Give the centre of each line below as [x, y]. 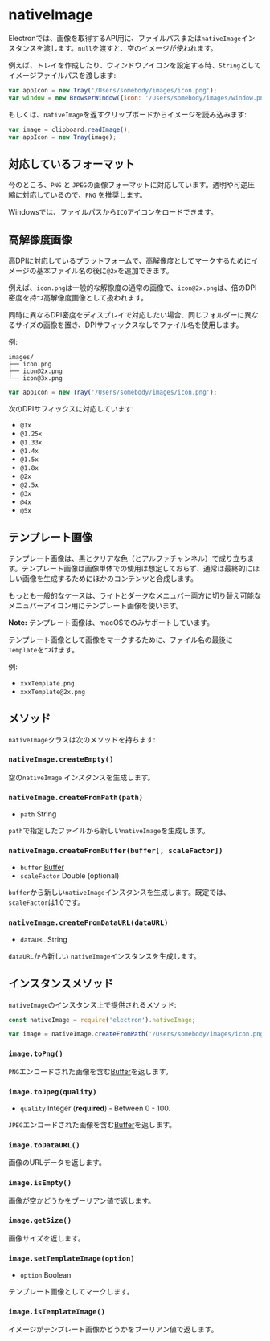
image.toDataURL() [44, 1145]
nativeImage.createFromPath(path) [76, 797]
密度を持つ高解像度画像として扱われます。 [78, 298]
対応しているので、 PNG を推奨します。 [84, 195]
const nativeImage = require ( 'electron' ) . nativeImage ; [102, 1020]
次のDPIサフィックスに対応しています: [71, 408]
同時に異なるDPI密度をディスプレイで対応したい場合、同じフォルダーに [127, 315]
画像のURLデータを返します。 [57, 1163]
